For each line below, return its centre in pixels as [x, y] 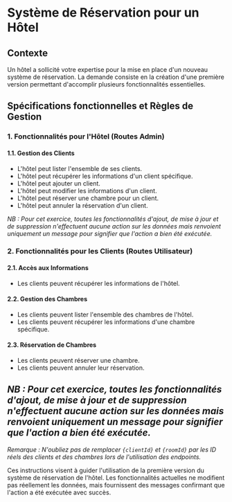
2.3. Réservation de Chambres [52, 345]
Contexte [28, 53]
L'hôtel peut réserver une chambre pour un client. [88, 198]
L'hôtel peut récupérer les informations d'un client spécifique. [105, 176]
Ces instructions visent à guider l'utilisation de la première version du [106, 470]
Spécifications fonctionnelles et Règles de [100, 106]
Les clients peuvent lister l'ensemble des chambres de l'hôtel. [105, 314]
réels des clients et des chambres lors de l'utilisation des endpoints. [104, 457]
